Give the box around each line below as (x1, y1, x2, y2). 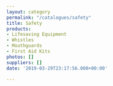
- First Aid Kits (6, 48, 51, 55)
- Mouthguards (6, 43, 43, 49)
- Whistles (6, 37, 34, 43)
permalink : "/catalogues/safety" (6, 15, 92, 21)
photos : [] (6, 54, 34, 60)
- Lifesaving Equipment (6, 31, 67, 38)
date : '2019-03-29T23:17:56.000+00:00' (6, 65, 108, 71)
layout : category (6, 8, 51, 15)
